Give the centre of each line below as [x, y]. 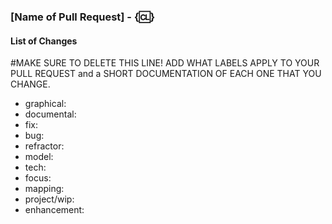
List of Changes [44, 41]
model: [39, 157]
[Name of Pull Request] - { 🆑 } [83, 17]
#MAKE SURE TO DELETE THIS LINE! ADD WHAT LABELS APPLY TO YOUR [165, 63]
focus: [38, 178]
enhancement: [54, 210]
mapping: [44, 189]
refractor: [44, 146]
